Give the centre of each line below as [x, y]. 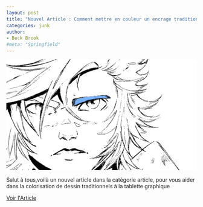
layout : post [23, 13]
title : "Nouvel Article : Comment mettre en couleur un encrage [89, 19]
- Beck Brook [23, 38]
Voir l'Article [21, 198]
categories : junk [28, 25]
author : [16, 32]
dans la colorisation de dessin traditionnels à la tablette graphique [88, 186]
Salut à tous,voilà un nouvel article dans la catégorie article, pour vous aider [101, 180]
